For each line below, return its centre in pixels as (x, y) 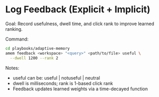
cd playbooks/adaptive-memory (38, 48)
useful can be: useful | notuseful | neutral (56, 77)
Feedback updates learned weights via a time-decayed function (80, 89)
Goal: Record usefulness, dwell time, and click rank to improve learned (80, 24)
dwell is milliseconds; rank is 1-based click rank (63, 83)
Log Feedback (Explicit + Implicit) (78, 9)
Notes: (12, 68)
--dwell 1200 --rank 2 (34, 58)
